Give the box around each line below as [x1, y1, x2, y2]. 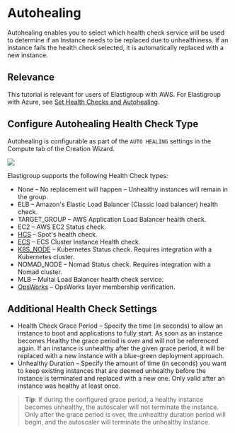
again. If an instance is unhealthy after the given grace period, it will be [17, 344, 225, 352]
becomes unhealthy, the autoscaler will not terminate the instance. [24, 403, 219, 411]
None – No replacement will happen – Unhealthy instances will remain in [17, 185, 229, 194]
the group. [17, 192, 48, 201]
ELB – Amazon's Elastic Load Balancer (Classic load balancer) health [17, 200, 218, 208]
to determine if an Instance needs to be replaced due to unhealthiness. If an [7, 35, 229, 44]
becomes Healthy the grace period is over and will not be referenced [17, 337, 219, 345]
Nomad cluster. [17, 267, 62, 276]
